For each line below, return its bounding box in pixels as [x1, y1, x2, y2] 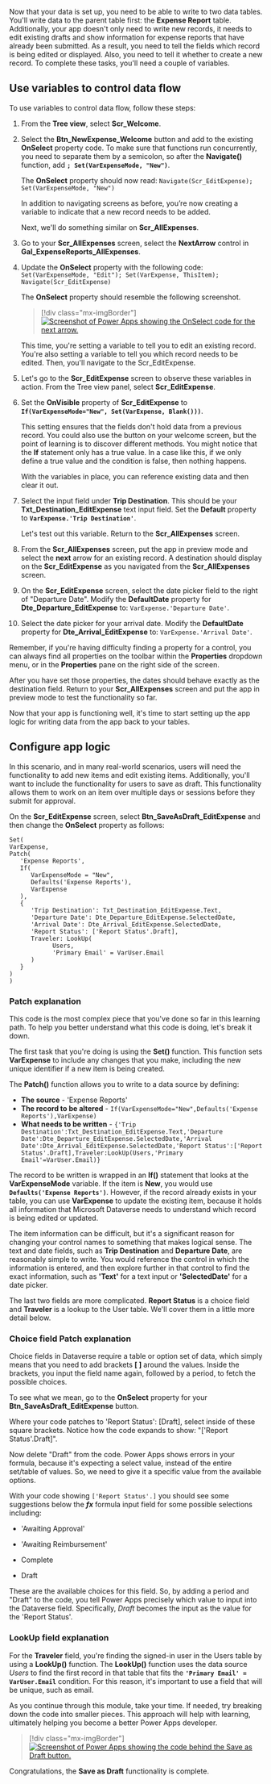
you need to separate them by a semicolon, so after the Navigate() [20, 151, 243, 161]
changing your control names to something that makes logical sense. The [9, 1237, 253, 1247]
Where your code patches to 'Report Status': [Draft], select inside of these [9, 1417, 256, 1427]
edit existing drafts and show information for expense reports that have [9, 32, 244, 42]
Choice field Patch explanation [9, 1333, 132, 1344]
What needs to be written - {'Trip [20, 1119, 137, 1129]
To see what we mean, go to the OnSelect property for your [9, 1393, 207, 1402]
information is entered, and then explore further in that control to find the [9, 1263, 250, 1272]
